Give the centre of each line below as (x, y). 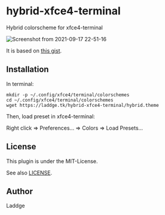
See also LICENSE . (29, 173)
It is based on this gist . (34, 50)
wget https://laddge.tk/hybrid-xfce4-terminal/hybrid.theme (83, 105)
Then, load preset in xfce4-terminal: (51, 116)
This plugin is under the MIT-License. (52, 161)
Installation (27, 70)
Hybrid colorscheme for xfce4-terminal (54, 27)
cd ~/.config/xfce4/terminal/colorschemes (60, 100)
